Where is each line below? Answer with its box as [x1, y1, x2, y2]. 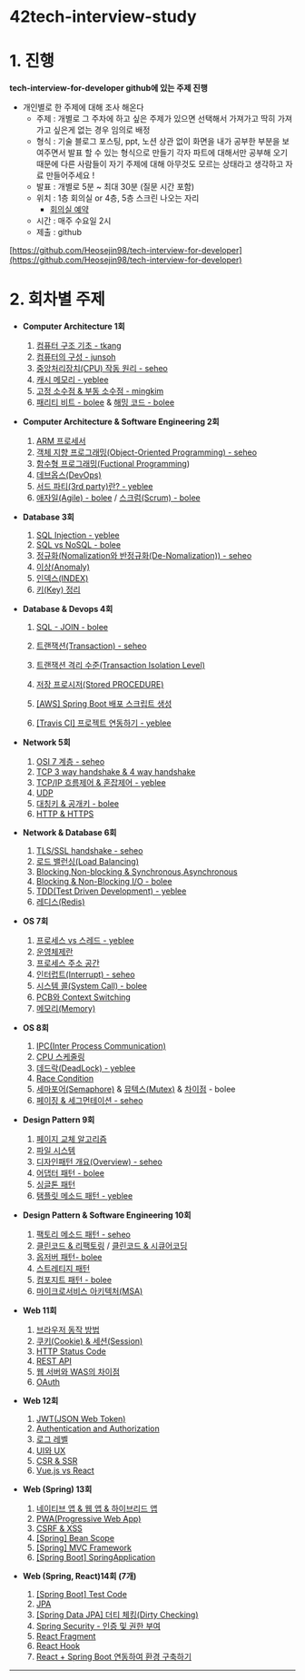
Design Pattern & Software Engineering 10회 [22, 1210, 192, 1220]
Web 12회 [22, 1396, 59, 1407]
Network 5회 [22, 737, 71, 748]
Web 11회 [22, 1305, 57, 1316]
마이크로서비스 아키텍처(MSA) [35, 1286, 143, 1297]
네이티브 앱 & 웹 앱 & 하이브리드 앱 [35, 1503, 158, 1514]
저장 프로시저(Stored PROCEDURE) [35, 679, 164, 690]
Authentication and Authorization [35, 1423, 161, 1434]
